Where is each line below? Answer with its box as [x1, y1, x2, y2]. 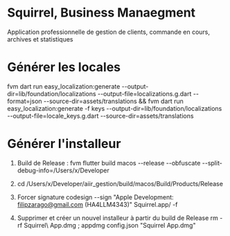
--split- [202, 158, 223, 167]
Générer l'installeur [7, 136, 121, 152]
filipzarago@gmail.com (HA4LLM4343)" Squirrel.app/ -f [17, 200, 178, 208]
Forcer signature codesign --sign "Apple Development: [17, 192, 175, 201]
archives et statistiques [7, 35, 73, 43]
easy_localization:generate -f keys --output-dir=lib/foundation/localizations [7, 104, 222, 112]
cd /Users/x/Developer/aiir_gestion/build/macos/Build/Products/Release [17, 179, 224, 188]
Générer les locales [7, 60, 121, 75]
